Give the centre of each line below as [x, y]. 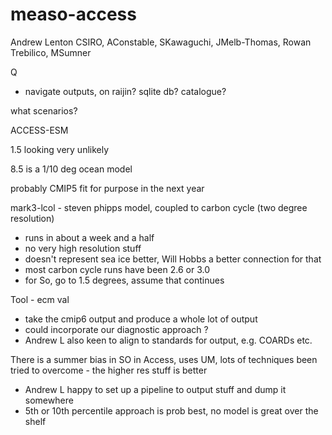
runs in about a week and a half [89, 237]
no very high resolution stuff [83, 248]
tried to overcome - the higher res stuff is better [109, 370]
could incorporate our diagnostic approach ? [116, 329]
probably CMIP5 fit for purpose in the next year [107, 188]
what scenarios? [44, 110]
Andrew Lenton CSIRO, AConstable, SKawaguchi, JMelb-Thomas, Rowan [161, 42]
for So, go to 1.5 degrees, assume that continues [124, 280]
